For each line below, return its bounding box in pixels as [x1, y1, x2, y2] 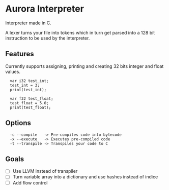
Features [5, 50, 34, 58]
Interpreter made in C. [5, 20, 52, 26]
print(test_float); [10, 105, 51, 110]
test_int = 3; [10, 83, 40, 88]
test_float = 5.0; [10, 100, 49, 105]
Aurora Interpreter [5, 3, 84, 15]
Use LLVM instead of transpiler [12, 168, 78, 174]
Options [5, 119, 32, 127]
